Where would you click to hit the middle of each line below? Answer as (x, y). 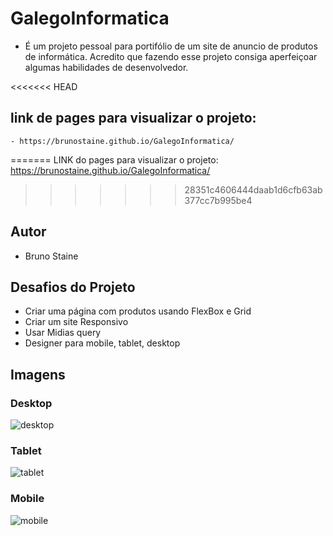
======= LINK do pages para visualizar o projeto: (114, 159)
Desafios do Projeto (73, 287)
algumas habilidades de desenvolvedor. (106, 67)
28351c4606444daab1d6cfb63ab (253, 189)
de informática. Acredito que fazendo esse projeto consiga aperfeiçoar (171, 56)
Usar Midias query (63, 333)
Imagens (38, 374)
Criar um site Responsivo (76, 322)
